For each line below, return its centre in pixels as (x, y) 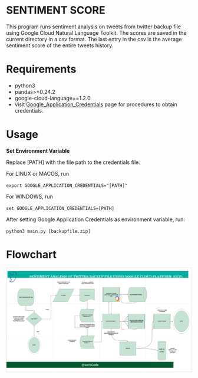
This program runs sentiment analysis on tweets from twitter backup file (94, 27)
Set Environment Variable (38, 150)
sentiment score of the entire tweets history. (60, 45)
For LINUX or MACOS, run (38, 173)
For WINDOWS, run (29, 196)
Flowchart (32, 255)
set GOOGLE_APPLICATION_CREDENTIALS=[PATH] (60, 208)
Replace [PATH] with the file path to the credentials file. (73, 162)
